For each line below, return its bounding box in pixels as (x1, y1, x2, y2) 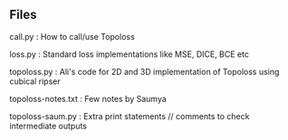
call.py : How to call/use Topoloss (9, 31, 136, 42)
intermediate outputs (9, 120, 88, 131)
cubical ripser (9, 76, 61, 87)
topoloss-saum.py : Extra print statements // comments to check (9, 110, 250, 121)
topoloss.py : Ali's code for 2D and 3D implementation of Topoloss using (9, 66, 280, 77)
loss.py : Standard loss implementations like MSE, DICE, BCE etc (9, 49, 249, 60)
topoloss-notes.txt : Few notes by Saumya (9, 93, 168, 104)
